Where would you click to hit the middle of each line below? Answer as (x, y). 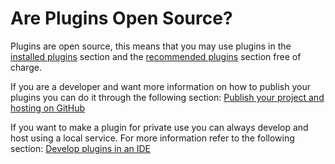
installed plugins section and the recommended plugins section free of (156, 56)
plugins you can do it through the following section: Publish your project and (167, 97)
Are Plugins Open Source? (121, 18)
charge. (26, 67)
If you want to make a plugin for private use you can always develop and (159, 127)
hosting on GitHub (48, 108)
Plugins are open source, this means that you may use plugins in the (151, 46)
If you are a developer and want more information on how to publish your (160, 86)
